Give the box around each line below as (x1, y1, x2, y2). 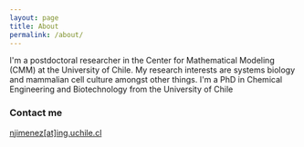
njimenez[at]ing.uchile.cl (9, 127, 102, 138)
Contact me (9, 106, 63, 119)
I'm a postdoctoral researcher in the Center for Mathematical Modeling (9, 55, 276, 66)
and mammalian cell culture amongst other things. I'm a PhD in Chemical (9, 74, 283, 85)
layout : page (9, 13, 59, 23)
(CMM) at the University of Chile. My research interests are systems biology (9, 64, 296, 75)
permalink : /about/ (9, 30, 84, 39)
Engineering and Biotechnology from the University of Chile (9, 83, 234, 95)
